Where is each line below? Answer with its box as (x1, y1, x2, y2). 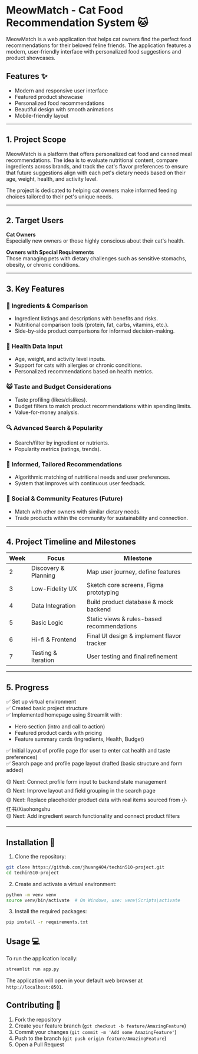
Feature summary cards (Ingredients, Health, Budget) (14, 735, 144, 743)
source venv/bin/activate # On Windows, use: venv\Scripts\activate (6, 897, 181, 903)
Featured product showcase (14, 93, 84, 100)
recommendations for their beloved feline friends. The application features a (6, 42, 192, 49)
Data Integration (31, 602, 76, 610)
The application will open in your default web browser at (6, 977, 143, 984)
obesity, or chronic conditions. (6, 261, 80, 269)
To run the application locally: (6, 955, 78, 962)
